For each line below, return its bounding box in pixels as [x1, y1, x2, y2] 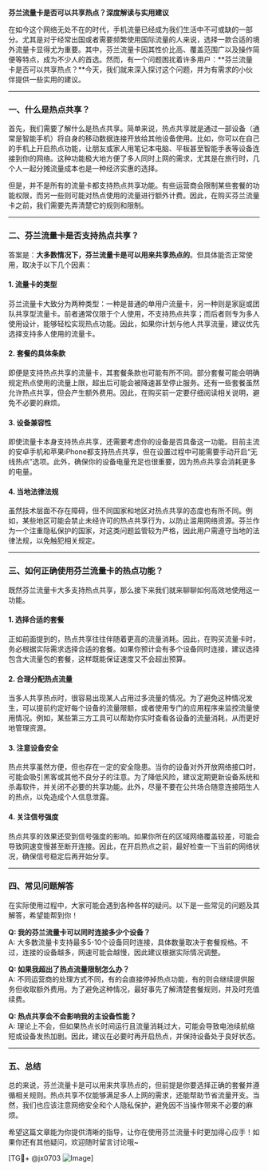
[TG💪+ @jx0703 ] [8, 1153, 94, 1163]
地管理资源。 [8, 723, 50, 733]
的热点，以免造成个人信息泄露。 [8, 792, 113, 802]
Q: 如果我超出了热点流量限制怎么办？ [8, 964, 130, 974]
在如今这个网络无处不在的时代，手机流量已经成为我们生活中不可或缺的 [8, 25, 239, 34]
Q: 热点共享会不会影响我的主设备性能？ [8, 1011, 137, 1021]
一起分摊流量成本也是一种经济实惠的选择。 [22, 164, 162, 173]
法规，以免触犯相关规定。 [14, 536, 100, 546]
